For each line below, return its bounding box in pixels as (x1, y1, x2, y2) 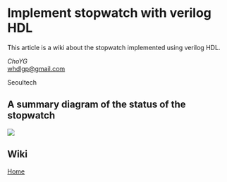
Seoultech (7, 78, 37, 86)
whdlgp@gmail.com (7, 64, 66, 73)
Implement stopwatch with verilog (7, 5, 211, 21)
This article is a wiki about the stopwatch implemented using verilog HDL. (7, 43, 221, 51)
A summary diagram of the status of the (7, 99, 186, 111)
